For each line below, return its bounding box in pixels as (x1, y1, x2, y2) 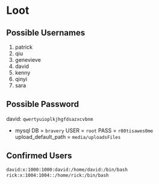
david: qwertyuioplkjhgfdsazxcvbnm (6, 115, 93, 122)
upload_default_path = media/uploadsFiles (14, 133, 121, 140)
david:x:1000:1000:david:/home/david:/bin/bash (6, 167, 128, 173)
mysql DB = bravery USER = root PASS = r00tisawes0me (14, 127, 154, 134)
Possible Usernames (6, 28, 86, 38)
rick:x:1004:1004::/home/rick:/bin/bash (6, 172, 110, 178)
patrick (14, 43, 33, 51)
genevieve (14, 57, 41, 63)
